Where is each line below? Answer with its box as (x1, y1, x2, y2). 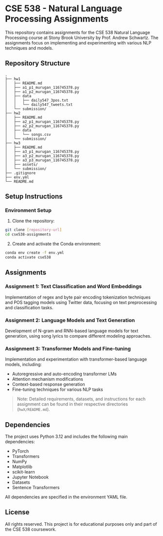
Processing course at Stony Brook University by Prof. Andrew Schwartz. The (5, 35, 159, 41)
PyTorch (12, 448, 29, 454)
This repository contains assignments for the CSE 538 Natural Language (5, 29, 150, 35)
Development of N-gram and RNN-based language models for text (5, 328, 139, 334)
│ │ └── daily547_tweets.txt (5, 102, 73, 107)
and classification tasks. (5, 304, 54, 310)
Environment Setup (5, 207, 52, 214)
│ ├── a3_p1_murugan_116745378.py (5, 149, 79, 154)
